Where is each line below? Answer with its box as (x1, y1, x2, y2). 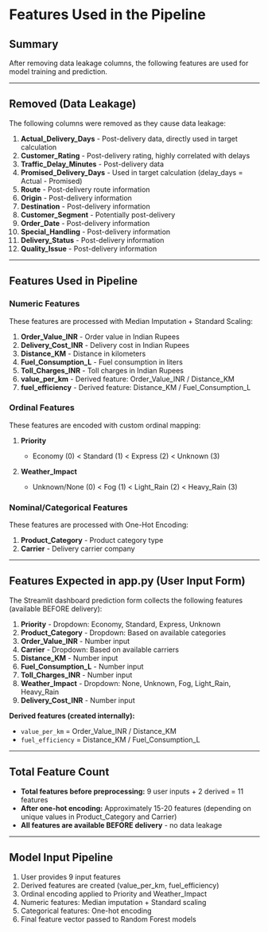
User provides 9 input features (20, 872, 122, 881)
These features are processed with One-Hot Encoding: (9, 520, 189, 530)
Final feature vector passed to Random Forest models (20, 914, 197, 924)
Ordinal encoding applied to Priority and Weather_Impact (20, 889, 208, 899)
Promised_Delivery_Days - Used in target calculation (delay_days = (20, 167, 243, 177)
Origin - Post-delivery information (20, 193, 132, 202)
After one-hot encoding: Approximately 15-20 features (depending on (20, 803, 251, 813)
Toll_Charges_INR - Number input (20, 670, 133, 680)
